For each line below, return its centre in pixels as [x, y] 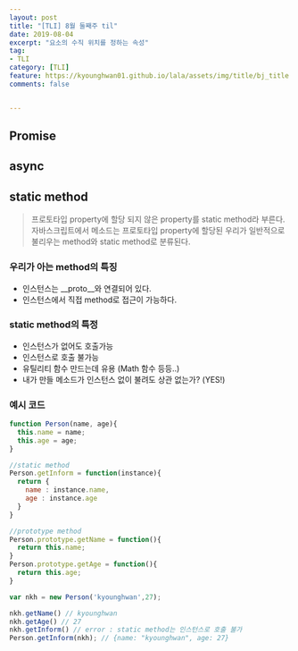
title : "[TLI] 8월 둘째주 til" [64, 26]
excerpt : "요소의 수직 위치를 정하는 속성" [79, 42]
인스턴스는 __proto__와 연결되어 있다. [87, 288]
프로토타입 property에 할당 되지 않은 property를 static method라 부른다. [158, 219]
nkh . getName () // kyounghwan [63, 613]
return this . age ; [50, 573]
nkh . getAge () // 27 [46, 621]
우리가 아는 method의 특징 [63, 267]
